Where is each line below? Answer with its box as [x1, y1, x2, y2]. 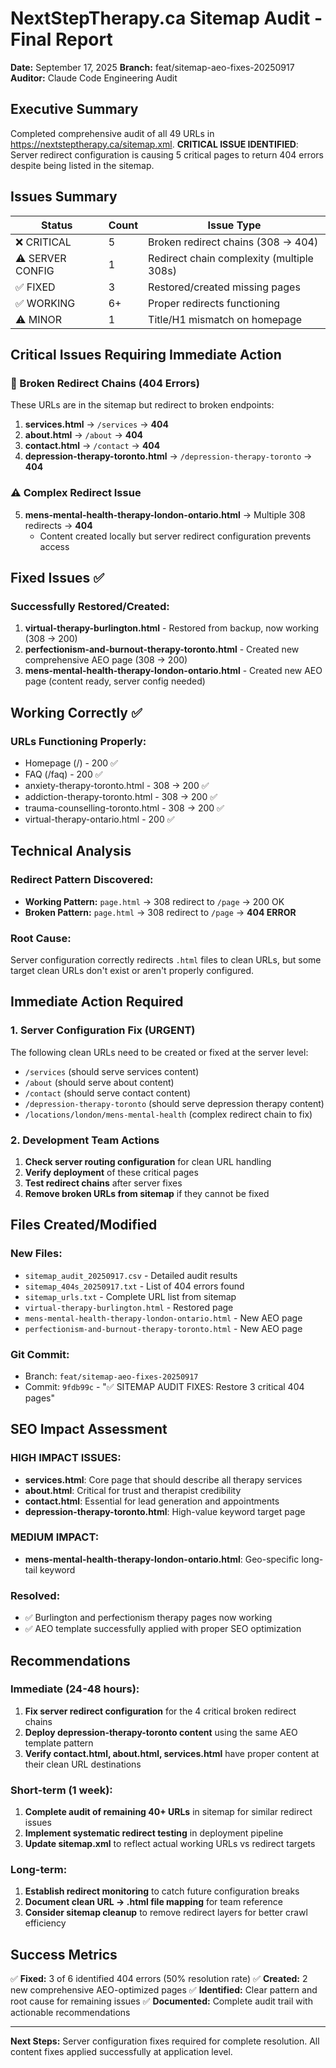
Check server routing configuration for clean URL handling [24, 1155, 272, 1167]
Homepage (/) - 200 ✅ [24, 757, 118, 769]
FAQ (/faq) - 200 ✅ [24, 768, 103, 780]
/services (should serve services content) [24, 1065, 200, 1077]
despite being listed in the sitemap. [10, 159, 155, 171]
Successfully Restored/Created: [10, 599, 170, 613]
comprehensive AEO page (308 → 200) [24, 654, 188, 666]
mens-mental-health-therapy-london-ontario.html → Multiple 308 [24, 508, 306, 521]
